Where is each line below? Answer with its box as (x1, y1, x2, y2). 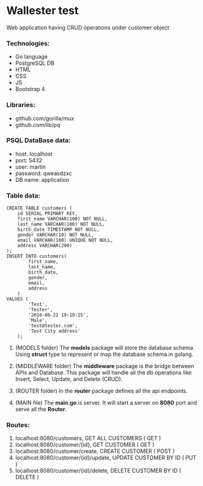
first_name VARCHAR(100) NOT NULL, (17, 216, 108, 222)
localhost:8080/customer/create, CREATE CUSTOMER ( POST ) (15, 448, 175, 455)
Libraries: (6, 101, 35, 109)
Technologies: (6, 39, 50, 48)
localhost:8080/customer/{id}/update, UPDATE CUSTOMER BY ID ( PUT (15, 454, 197, 462)
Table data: (6, 191, 41, 200)
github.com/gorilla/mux (15, 114, 75, 122)
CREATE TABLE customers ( (6, 205, 72, 211)
